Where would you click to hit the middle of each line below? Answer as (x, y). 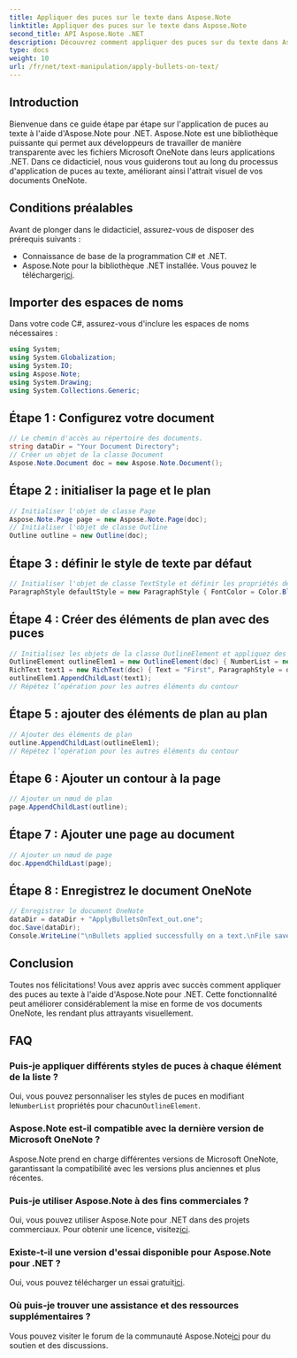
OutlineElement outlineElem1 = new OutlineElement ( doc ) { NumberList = (144, 662)
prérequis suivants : (45, 239)
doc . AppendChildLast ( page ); (61, 863)
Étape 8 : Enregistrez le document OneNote (130, 890)
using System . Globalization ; (63, 358)
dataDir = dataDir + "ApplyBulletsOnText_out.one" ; (106, 920)
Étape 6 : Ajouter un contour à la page (115, 778)
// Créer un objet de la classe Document (87, 455)
